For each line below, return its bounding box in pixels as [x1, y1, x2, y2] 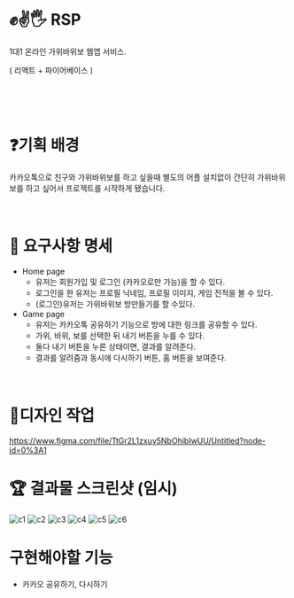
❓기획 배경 [9, 136, 80, 156]
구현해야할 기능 [9, 548, 113, 568]
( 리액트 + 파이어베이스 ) [9, 65, 94, 75]
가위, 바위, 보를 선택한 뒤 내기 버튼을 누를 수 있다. [35, 330, 205, 340]
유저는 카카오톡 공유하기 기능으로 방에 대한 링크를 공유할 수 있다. [35, 319, 258, 330]
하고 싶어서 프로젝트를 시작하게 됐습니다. [25, 183, 166, 193]
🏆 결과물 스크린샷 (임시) [9, 478, 178, 499]
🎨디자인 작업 [9, 406, 95, 425]
